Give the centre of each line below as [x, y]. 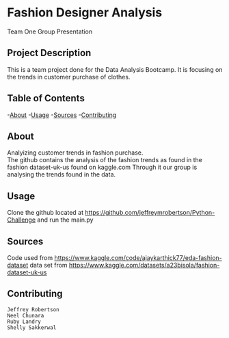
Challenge [22, 220]
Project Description [49, 53]
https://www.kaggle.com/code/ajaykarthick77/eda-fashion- [138, 258]
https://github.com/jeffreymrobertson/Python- [150, 213]
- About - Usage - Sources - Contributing [62, 115]
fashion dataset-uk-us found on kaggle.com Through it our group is [102, 167]
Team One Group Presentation [50, 31]
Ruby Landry [24, 322]
